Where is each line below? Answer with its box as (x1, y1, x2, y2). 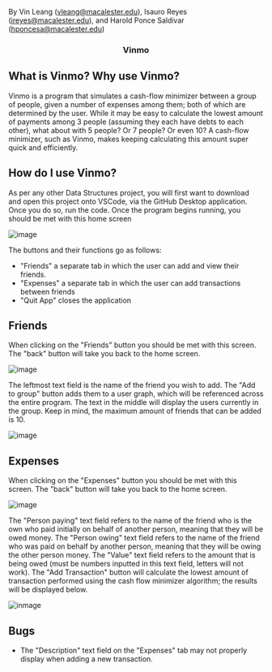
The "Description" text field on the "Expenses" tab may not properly (19, 645, 248, 655)
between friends (19, 286, 75, 296)
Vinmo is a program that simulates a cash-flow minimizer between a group (8, 91, 257, 101)
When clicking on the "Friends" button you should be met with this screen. (8, 340, 257, 350)
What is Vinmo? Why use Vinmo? (8, 69, 181, 84)
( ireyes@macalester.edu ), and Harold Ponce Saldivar (8, 15, 185, 25)
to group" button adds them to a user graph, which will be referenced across (8, 389, 265, 398)
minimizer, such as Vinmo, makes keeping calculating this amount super (8, 134, 249, 144)
